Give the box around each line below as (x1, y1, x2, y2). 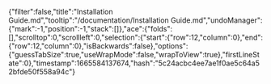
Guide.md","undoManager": (171, 15, 263, 25)
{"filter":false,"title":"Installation (8, 7, 113, 16)
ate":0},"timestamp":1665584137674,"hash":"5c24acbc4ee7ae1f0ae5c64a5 (8, 58, 260, 68)
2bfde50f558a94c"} (8, 67, 76, 76)
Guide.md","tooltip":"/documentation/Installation (8, 15, 170, 25)
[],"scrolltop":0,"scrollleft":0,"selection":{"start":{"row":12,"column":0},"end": (8, 32, 264, 42)
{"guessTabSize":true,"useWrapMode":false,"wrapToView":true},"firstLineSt (8, 50, 260, 59)
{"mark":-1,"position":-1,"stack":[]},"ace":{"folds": (8, 24, 173, 33)
